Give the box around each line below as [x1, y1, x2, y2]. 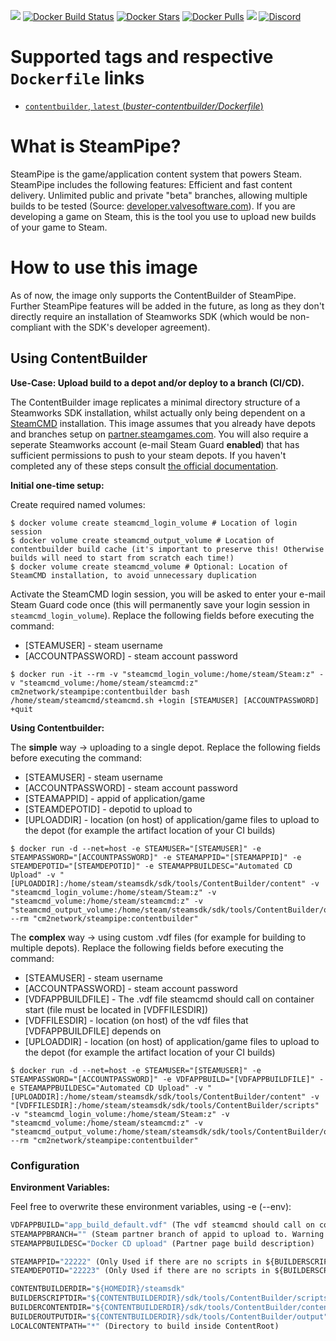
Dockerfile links [10, 67, 145, 90]
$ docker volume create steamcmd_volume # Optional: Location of [10, 561, 288, 572]
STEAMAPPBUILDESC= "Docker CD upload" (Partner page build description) [10, 1238, 315, 1249]
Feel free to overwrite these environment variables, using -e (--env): [10, 1200, 292, 1212]
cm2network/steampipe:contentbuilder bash [10, 686, 190, 697]
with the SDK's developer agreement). [53, 321, 211, 333]
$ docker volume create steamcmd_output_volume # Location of [10, 535, 275, 545]
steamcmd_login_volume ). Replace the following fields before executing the [10, 609, 315, 621]
